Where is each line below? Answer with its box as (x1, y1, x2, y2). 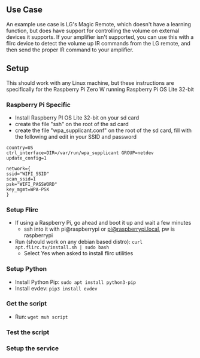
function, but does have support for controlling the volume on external (6, 27, 180, 34)
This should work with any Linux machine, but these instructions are (6, 79, 175, 86)
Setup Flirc (6, 206, 39, 214)
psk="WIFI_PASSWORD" (6, 181, 58, 187)
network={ (6, 166, 31, 172)
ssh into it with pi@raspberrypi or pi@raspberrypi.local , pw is (23, 225, 175, 232)
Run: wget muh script (14, 313, 68, 320)
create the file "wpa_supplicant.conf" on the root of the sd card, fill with (14, 127, 192, 134)
